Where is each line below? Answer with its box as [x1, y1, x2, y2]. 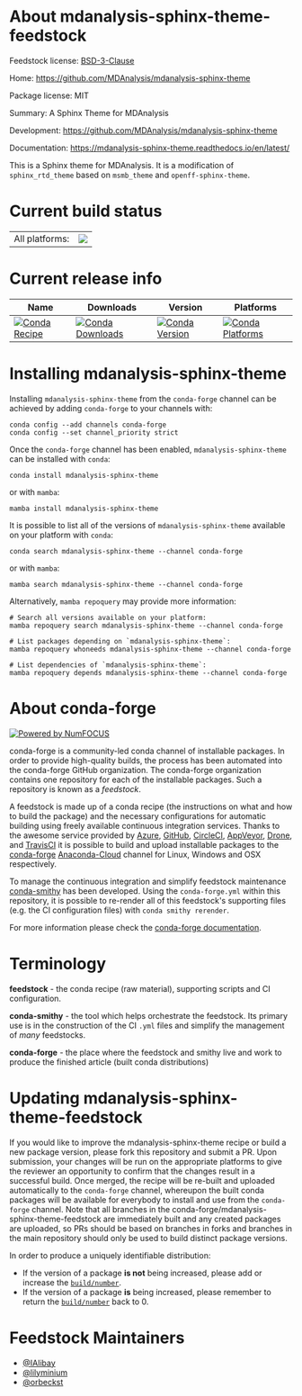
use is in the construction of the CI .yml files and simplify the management [9, 1020, 285, 1031]
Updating [9, 1087, 81, 1108]
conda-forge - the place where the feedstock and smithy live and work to [9, 1047, 282, 1058]
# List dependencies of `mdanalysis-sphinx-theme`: [9, 660, 207, 670]
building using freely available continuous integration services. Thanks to [9, 820, 280, 831]
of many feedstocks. [9, 1029, 86, 1040]
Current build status [9, 201, 163, 221]
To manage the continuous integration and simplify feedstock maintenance [9, 876, 287, 887]
